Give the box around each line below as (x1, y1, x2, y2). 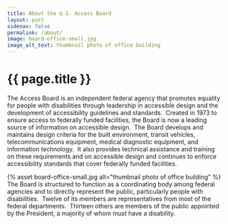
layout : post (7, 16, 45, 23)
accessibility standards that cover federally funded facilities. (7, 159, 177, 168)
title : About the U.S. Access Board (7, 10, 112, 17)
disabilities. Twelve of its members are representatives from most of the (7, 195, 212, 203)
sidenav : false (7, 23, 51, 29)
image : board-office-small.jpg (7, 36, 97, 42)
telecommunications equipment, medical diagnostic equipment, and (7, 138, 199, 146)
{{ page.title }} (7, 71, 92, 87)
